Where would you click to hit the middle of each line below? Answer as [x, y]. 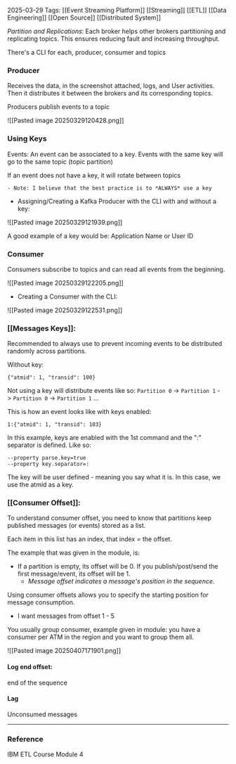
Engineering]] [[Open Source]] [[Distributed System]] [84, 18]
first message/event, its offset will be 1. [74, 574]
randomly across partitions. [47, 351]
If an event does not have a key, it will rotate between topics [94, 175]
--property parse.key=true [47, 458]
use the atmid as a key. [40, 485]
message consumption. [41, 602]
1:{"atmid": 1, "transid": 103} [54, 425]
